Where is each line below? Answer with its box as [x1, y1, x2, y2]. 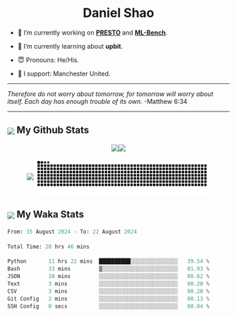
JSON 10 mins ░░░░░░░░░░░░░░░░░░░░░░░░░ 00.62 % [7, 273, 210, 280]
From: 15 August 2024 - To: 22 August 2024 [7, 228, 138, 235]
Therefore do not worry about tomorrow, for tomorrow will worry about [7, 90, 214, 98]
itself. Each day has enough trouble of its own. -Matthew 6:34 [7, 97, 188, 105]
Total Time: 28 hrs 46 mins [7, 243, 90, 250]
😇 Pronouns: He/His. [17, 55, 80, 64]
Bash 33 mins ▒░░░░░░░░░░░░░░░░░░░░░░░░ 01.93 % [7, 265, 210, 273]
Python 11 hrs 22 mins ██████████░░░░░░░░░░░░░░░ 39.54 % [7, 258, 210, 265]
